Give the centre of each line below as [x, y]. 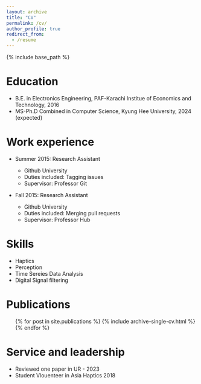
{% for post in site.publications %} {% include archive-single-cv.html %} [105, 321]
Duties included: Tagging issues [64, 177]
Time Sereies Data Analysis [49, 273]
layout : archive [27, 12]
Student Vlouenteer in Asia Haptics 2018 [65, 375]
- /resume [24, 40]
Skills [20, 244]
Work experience [50, 142]
